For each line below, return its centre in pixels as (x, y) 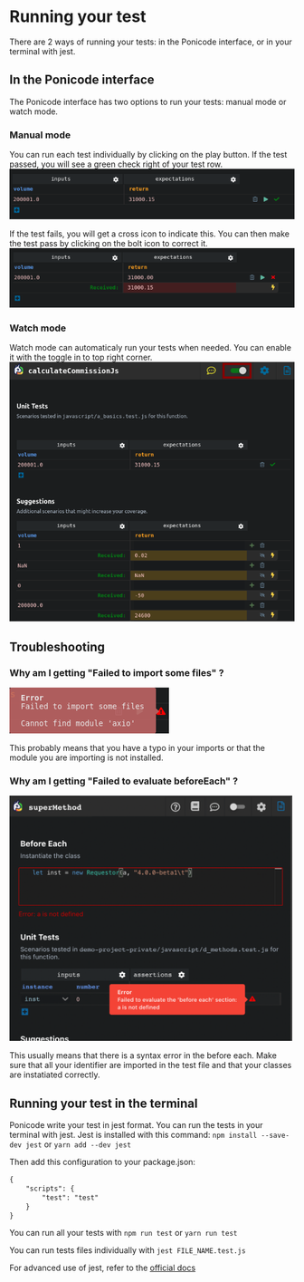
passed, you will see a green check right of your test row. (116, 164)
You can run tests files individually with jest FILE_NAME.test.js (128, 1250)
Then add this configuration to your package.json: (103, 1162)
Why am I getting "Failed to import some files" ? (117, 672)
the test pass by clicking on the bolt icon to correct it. (109, 244)
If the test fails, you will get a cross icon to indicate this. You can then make (149, 234)
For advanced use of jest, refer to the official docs (103, 1268)
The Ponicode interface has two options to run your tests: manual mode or (148, 101)
